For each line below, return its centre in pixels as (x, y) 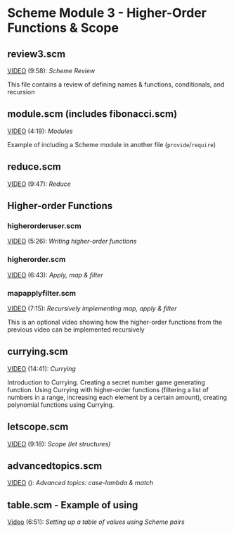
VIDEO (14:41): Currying (41, 368)
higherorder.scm (37, 260)
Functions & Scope (63, 28)
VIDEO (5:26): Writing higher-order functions (72, 242)
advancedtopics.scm (55, 466)
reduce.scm (34, 167)
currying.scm (38, 352)
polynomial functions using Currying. (61, 405)
